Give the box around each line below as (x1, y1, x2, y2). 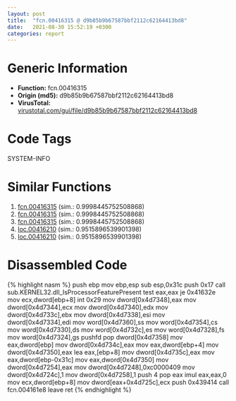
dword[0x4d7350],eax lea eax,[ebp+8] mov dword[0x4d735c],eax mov (7, 348, 215, 357)
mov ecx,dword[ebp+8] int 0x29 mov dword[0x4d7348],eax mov (7, 296, 197, 304)
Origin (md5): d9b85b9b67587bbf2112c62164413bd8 (17, 91, 174, 100)
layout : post (7, 10, 46, 18)
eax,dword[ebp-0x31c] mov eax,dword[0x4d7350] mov (7, 356, 169, 364)
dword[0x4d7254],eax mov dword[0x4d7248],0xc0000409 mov (7, 363, 195, 371)
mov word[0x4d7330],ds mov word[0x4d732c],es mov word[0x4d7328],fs (7, 325, 225, 334)
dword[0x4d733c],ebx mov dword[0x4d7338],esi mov (7, 311, 166, 318)
